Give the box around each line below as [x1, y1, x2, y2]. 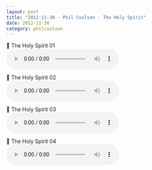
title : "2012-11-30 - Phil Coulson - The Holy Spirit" [6, 14, 147, 20]
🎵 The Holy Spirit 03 [6, 106, 56, 113]
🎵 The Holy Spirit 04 [6, 138, 56, 145]
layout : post [6, 8, 39, 15]
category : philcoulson [6, 25, 63, 32]
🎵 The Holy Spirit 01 [6, 42, 55, 49]
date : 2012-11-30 [6, 20, 50, 26]
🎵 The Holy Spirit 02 [6, 74, 56, 81]
